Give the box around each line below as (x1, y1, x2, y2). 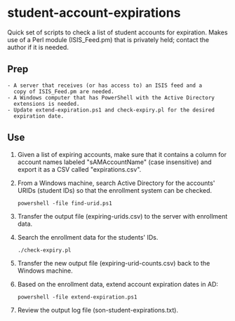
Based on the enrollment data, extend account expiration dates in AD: (17, 280, 219, 288)
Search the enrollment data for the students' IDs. (17, 233, 159, 241)
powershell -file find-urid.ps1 (17, 200, 112, 207)
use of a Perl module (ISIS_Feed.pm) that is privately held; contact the (7, 35, 210, 43)
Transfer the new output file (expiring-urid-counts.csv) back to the (17, 259, 210, 267)
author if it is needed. (7, 43, 69, 51)
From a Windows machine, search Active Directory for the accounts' (17, 179, 215, 187)
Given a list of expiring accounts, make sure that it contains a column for (17, 150, 227, 158)
